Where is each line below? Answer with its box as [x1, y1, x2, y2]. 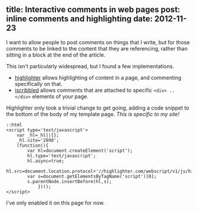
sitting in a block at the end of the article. [6, 51, 106, 58]
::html [6, 122, 22, 128]
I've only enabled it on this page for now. [6, 199, 105, 206]
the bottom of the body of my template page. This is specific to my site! [6, 110, 180, 117]
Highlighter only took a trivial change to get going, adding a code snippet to [6, 104, 190, 111]
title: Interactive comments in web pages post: [6, 5, 181, 15]
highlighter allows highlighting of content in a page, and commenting [14, 74, 181, 81]
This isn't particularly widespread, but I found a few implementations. [6, 62, 174, 69]
